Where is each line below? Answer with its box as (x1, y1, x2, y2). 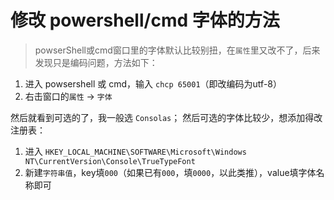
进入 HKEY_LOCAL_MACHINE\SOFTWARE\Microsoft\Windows (24, 145, 247, 157)
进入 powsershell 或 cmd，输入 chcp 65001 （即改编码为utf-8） (24, 77, 282, 90)
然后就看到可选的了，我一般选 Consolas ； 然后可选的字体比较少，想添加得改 (10, 111, 323, 123)
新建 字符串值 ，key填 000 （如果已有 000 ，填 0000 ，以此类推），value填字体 (24, 166, 317, 178)
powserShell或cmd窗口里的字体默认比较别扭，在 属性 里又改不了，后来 (34, 44, 321, 56)
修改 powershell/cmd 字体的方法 (10, 9, 280, 32)
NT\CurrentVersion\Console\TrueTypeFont (24, 156, 196, 166)
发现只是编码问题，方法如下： (34, 56, 158, 68)
